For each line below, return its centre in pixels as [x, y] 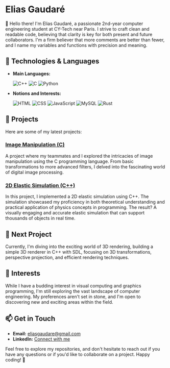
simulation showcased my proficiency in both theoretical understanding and [85, 202]
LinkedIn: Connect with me [41, 339]
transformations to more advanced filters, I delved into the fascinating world [85, 166]
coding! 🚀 [15, 360]
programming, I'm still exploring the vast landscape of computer [73, 291]
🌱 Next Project [29, 234]
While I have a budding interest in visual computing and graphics [73, 286]
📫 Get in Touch [30, 319]
